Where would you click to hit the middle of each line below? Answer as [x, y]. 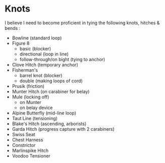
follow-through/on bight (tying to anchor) [62, 59]
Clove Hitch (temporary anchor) [45, 65]
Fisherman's [25, 70]
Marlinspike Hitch [30, 150]
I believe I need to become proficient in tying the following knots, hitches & [82, 23]
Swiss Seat [24, 134]
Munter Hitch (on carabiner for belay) [51, 91]
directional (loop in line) [44, 54]
